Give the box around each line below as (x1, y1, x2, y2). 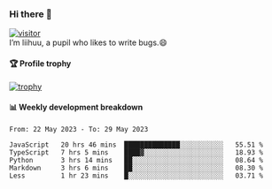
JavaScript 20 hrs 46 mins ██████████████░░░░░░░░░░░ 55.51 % (9, 140, 264, 149)
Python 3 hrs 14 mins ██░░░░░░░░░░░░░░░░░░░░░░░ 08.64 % (9, 155, 264, 164)
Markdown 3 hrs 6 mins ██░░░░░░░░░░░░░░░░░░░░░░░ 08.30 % (9, 163, 264, 172)
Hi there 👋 (9, 8, 53, 20)
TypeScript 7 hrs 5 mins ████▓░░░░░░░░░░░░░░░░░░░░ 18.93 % (9, 147, 264, 157)
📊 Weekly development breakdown (9, 102, 144, 113)
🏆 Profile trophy (9, 57, 72, 69)
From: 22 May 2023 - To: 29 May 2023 (9, 125, 149, 133)
